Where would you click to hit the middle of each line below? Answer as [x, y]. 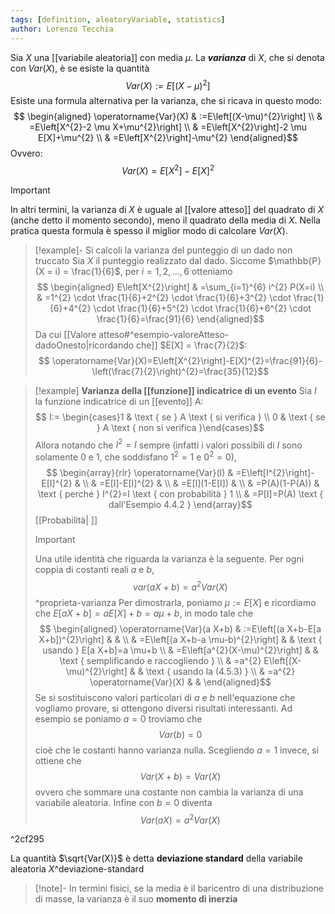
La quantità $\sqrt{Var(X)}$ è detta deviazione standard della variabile [156, 858]
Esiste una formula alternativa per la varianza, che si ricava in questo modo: [166, 101]
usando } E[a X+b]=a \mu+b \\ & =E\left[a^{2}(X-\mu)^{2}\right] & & [180, 650]
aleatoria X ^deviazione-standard [77, 869]
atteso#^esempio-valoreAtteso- [164, 334]
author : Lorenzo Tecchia [62, 29]
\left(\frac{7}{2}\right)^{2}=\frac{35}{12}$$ [180, 371]
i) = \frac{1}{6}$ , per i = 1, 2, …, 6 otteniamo [143, 271]
